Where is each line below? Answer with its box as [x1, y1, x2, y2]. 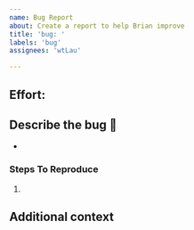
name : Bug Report [9, 12, 74, 22]
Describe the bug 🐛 [9, 117, 117, 132]
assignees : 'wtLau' [9, 46, 82, 55]
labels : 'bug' [9, 37, 62, 47]
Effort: [9, 86, 46, 103]
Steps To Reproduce [9, 163, 99, 176]
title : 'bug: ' [9, 29, 66, 38]
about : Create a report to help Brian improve [9, 21, 185, 30]
